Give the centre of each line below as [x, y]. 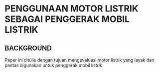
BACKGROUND [28, 48]
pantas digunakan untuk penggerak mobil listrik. [54, 65]
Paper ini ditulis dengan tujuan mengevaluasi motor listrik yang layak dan [79, 60]
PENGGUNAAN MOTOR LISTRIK [72, 9]
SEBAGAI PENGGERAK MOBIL [67, 19]
